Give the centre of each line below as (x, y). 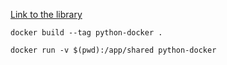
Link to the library (46, 14)
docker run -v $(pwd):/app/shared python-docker (113, 50)
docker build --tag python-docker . (86, 33)
